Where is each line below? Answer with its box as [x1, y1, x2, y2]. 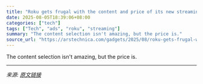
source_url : [6, 37, 36, 43]
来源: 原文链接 [6, 71, 41, 78]
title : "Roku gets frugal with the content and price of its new [6, 8, 174, 15]
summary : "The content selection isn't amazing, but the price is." [6, 31, 182, 37]
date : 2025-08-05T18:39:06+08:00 [6, 14, 91, 20]
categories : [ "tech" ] [6, 20, 61, 26]
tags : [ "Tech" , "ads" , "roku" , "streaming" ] [6, 25, 120, 32]
